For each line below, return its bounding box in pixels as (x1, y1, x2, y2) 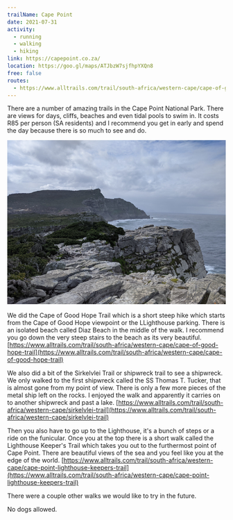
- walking (13, 40, 42, 48)
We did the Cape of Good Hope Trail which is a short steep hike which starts (7, 311, 225, 319)
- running (13, 33, 42, 40)
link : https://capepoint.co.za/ (7, 56, 101, 62)
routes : (7, 77, 30, 84)
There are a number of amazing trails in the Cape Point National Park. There (7, 104, 224, 112)
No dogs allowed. (7, 505, 58, 514)
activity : (7, 26, 36, 33)
